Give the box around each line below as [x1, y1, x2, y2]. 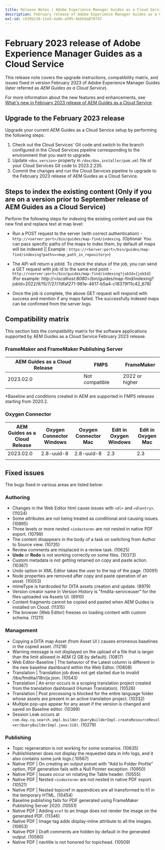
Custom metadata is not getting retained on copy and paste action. [12, 557, 148, 563]
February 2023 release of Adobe [5, 37, 141, 49]
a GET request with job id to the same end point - [12, 266, 112, 272]
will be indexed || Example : [12, 246, 68, 252]
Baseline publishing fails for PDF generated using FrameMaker [12, 797, 139, 803]
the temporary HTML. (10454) [12, 792, 73, 798]
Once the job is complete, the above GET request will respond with [12, 290, 147, 296]
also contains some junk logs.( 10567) [12, 756, 89, 762]
